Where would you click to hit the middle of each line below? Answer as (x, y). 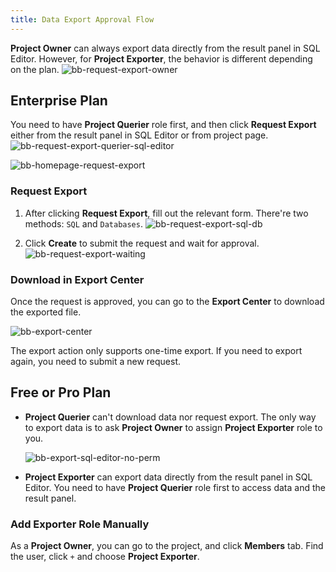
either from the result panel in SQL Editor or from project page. (139, 135)
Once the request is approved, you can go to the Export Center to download (167, 302)
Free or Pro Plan (61, 392)
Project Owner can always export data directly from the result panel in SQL (165, 48)
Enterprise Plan (59, 101)
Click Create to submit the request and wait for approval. (142, 243)
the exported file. (46, 312)
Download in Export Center (77, 279)
